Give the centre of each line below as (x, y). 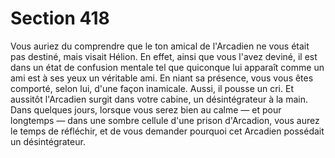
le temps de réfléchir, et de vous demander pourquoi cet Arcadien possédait (167, 131)
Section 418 (60, 18)
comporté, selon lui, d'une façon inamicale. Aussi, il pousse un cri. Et (152, 88)
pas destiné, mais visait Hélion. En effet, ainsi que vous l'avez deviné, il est (164, 56)
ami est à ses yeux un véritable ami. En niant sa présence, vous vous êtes (162, 78)
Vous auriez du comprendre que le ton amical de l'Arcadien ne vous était (160, 46)
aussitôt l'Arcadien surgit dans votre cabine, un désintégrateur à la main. (159, 99)
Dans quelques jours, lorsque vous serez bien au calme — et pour (146, 109)
